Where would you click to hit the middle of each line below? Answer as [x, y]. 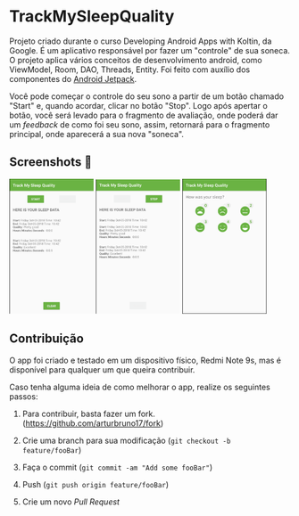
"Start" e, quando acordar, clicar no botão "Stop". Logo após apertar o [138, 105]
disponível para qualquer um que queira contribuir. [102, 369]
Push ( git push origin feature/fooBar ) [96, 484]
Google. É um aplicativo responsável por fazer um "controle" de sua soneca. [149, 50]
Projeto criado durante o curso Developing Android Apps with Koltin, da [141, 41]
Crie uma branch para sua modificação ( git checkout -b [126, 440]
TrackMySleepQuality [92, 16]
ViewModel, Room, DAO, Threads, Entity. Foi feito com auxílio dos [130, 70]
